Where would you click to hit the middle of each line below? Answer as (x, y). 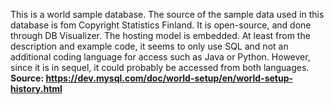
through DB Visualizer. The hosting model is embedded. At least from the (160, 35)
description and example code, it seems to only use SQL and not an (149, 46)
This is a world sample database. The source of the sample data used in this (167, 14)
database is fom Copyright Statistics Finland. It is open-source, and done (161, 25)
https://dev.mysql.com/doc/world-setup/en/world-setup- (169, 78)
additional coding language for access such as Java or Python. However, (160, 57)
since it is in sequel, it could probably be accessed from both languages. (160, 67)
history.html (36, 88)
